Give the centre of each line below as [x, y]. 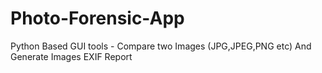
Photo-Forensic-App [97, 18]
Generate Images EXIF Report [71, 56]
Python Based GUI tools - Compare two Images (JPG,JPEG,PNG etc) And [161, 46]
